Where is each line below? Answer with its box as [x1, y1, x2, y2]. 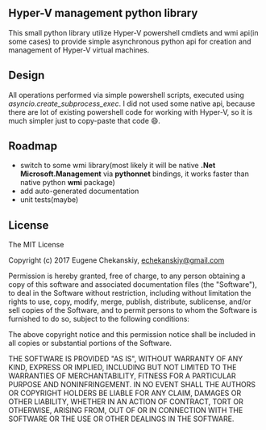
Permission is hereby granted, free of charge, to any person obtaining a [8, 271, 246, 281]
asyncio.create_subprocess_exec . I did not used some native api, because [8, 99, 256, 108]
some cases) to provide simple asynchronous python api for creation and [8, 36, 251, 46]
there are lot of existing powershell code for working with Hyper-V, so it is [8, 107, 253, 116]
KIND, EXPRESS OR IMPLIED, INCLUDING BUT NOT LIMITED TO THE [8, 363, 237, 373]
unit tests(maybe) [19, 195, 79, 204]
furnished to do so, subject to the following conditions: [8, 314, 189, 324]
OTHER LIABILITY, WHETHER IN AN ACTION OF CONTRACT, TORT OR [8, 397, 243, 407]
